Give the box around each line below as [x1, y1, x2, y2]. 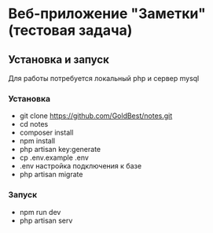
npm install [19, 136, 56, 146]
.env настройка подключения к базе [19, 161, 142, 171]
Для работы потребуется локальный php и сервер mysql [8, 74, 200, 83]
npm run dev [19, 207, 61, 216]
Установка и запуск [8, 53, 110, 66]
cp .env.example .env [19, 153, 89, 162]
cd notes [19, 120, 49, 129]
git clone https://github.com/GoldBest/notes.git [19, 111, 173, 120]
